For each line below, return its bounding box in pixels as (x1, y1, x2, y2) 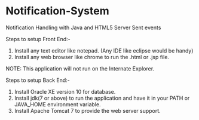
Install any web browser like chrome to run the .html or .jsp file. (14, 53, 170, 60)
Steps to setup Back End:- (5, 76, 70, 84)
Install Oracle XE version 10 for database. (14, 88, 116, 95)
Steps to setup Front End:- (5, 35, 71, 42)
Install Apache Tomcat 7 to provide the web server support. (14, 107, 161, 114)
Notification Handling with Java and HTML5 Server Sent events (5, 24, 161, 31)
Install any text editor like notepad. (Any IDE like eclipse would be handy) (14, 47, 194, 54)
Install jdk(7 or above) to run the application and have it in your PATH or (14, 94, 190, 101)
